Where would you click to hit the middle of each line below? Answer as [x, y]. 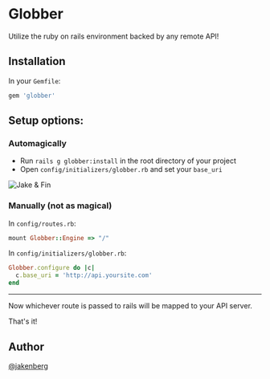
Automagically [37, 143]
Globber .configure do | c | [51, 268]
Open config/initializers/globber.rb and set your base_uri [121, 169]
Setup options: [46, 121]
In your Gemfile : [35, 80]
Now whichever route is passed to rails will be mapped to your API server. [131, 306]
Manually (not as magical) [60, 206]
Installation [37, 61]
